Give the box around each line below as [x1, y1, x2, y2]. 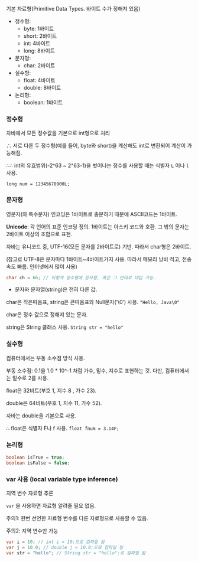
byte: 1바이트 [23, 25, 54, 32]
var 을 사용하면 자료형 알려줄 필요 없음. [6, 502, 96, 509]
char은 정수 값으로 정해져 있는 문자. [6, 311, 88, 318]
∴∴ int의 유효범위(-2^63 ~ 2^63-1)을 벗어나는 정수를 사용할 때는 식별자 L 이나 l [6, 162, 189, 169]
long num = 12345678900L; [6, 181, 70, 187]
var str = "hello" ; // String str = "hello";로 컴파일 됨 [6, 550, 146, 556]
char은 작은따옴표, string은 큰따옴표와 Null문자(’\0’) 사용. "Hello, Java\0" [6, 299, 180, 306]
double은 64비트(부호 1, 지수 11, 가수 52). [6, 399, 102, 406]
